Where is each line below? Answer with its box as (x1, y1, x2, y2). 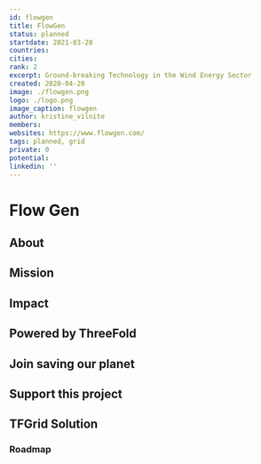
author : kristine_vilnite (9, 112, 105, 121)
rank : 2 (9, 63, 38, 72)
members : (9, 121, 42, 130)
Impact (9, 295, 49, 311)
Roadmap (9, 444, 51, 456)
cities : (9, 54, 38, 63)
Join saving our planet (9, 356, 135, 372)
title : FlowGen (9, 21, 66, 30)
